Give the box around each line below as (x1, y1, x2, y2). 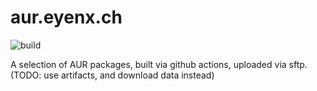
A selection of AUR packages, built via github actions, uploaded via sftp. (10, 58, 308, 70)
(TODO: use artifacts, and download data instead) (10, 69, 215, 81)
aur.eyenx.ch (10, 6, 123, 29)
